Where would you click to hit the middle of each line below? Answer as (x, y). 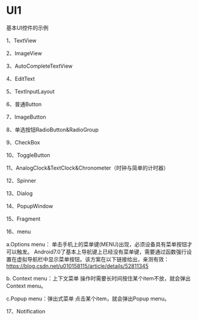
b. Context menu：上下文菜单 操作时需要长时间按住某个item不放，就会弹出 (98, 278)
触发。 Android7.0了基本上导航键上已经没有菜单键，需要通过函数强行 (102, 252)
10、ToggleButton (28, 155)
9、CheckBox (23, 142)
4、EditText (20, 79)
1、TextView (22, 40)
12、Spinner (21, 180)
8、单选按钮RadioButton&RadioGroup (52, 129)
